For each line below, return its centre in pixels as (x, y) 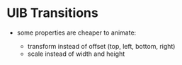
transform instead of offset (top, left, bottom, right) (101, 46)
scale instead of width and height (76, 54)
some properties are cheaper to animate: (76, 32)
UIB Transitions (52, 13)
